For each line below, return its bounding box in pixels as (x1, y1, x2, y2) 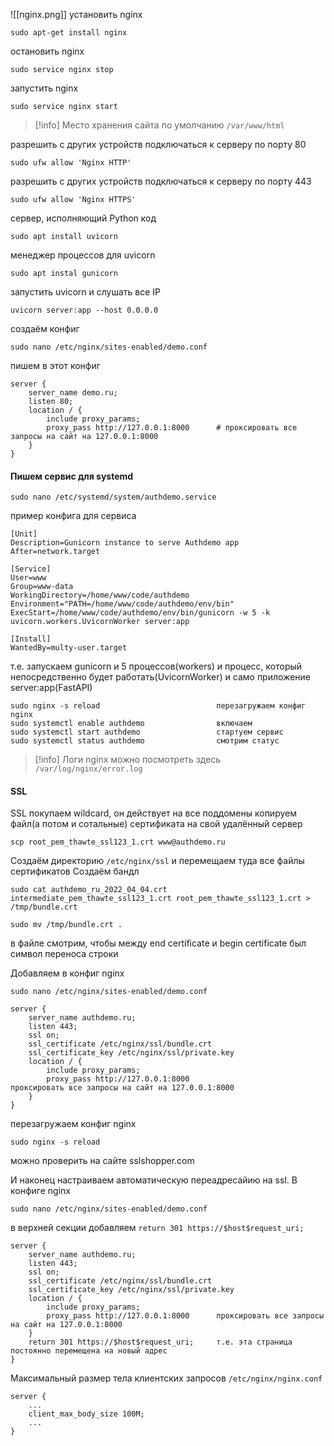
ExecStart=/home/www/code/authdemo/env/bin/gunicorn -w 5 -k (10, 608, 271, 618)
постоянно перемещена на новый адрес (10, 1346, 168, 1356)
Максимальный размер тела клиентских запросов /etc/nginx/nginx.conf (10, 1372, 323, 1384)
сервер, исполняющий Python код (10, 212, 157, 224)
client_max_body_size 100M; (28, 1409, 145, 1419)
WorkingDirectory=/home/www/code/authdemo (10, 590, 190, 601)
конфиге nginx (10, 1185, 71, 1197)
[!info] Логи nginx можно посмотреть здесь (34, 754, 222, 766)
